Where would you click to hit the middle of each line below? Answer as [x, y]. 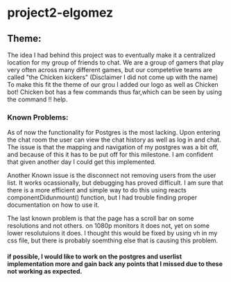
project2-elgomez [60, 13]
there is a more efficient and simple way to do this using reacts [97, 190]
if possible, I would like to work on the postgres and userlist [95, 256]
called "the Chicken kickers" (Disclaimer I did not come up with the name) [113, 77]
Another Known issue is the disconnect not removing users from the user [112, 176]
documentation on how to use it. [53, 205]
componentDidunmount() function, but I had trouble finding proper [102, 198]
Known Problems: [38, 117]
